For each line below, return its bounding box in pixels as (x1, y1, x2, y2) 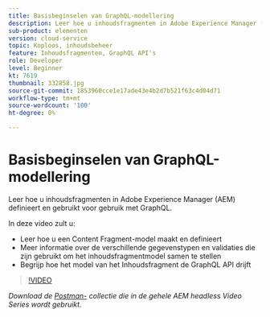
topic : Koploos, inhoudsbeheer (8, 42, 113, 50)
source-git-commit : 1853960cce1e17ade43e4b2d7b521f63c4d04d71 (8, 86, 221, 95)
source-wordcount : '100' (8, 101, 92, 109)
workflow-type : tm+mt (8, 94, 81, 102)
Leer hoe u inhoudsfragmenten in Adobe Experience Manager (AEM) (8, 194, 235, 204)
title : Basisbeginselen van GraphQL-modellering (8, 11, 174, 20)
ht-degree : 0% (8, 109, 56, 117)
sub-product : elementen (8, 27, 88, 35)
